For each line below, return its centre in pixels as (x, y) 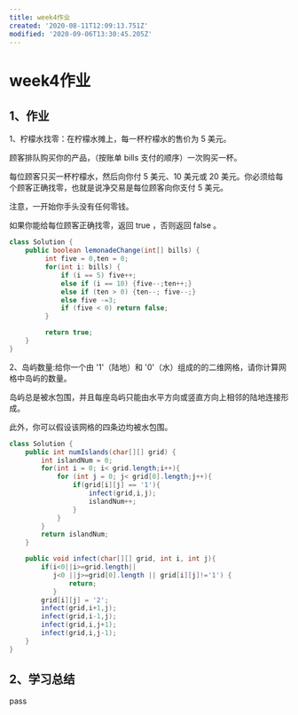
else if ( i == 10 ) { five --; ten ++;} (126, 283)
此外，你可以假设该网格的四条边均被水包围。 (91, 427)
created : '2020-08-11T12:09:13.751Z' (79, 26)
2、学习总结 (42, 680)
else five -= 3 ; (89, 300)
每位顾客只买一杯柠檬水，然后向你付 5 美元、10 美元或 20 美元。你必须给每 (146, 177)
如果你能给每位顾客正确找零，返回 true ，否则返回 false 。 (115, 225)
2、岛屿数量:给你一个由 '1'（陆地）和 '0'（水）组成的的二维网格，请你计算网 (148, 367)
